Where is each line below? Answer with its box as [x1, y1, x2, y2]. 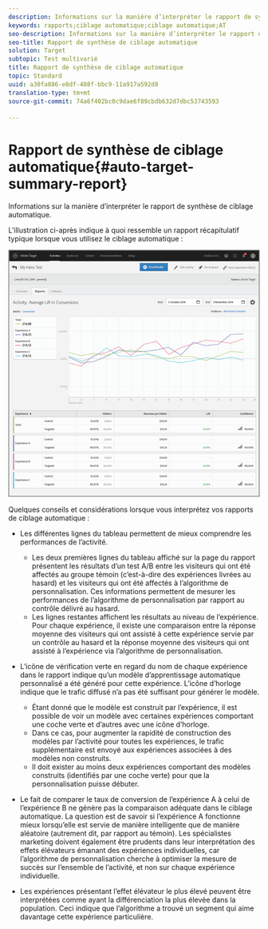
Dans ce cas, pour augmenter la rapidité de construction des [31, 728, 231, 738]
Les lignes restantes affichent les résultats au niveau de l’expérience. [31, 612, 259, 622]
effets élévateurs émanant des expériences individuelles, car [19, 846, 220, 855]
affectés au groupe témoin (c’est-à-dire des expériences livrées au [31, 570, 251, 580]
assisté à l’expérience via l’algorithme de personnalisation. [31, 646, 223, 656]
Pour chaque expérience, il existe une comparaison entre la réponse [31, 620, 257, 631]
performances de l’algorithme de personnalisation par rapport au [31, 596, 245, 605]
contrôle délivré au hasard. [31, 604, 120, 613]
